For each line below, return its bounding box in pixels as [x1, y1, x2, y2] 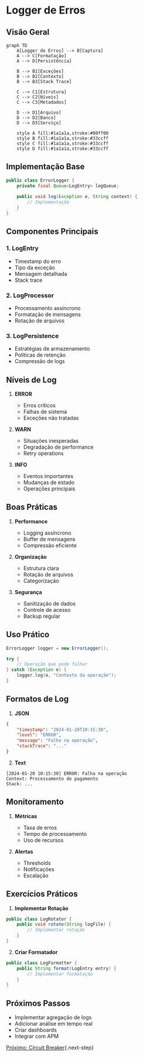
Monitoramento [6, 797, 64, 807]
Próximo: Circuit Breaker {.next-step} [6, 1044, 94, 1051]
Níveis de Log [6, 375, 57, 385]
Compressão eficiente [23, 542, 77, 549]
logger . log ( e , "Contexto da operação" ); [16, 673, 117, 679]
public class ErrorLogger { [6, 177, 75, 183]
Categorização [23, 577, 60, 584]
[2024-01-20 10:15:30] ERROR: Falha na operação [6, 770, 127, 776]
